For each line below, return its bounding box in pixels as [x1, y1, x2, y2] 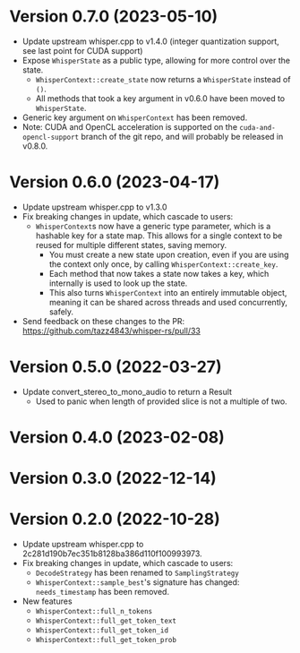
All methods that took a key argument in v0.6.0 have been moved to [35, 92, 285, 104]
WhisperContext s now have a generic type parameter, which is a [35, 220, 271, 231]
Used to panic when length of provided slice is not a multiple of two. [35, 396, 288, 407]
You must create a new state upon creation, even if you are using [48, 249, 289, 260]
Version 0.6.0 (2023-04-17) [9, 172, 220, 193]
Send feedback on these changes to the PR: [21, 315, 185, 326]
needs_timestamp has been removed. [35, 587, 170, 597]
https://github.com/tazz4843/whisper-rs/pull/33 [21, 325, 201, 336]
